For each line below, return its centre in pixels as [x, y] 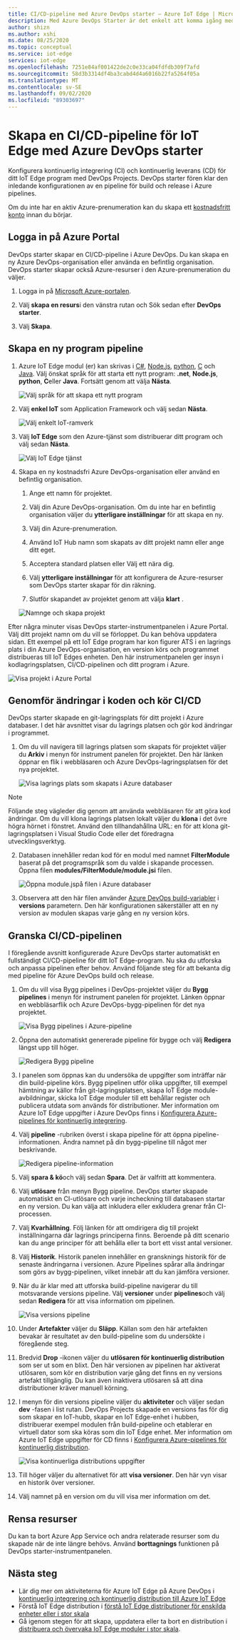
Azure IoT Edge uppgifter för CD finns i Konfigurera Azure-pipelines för [122, 1440]
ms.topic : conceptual [40, 47]
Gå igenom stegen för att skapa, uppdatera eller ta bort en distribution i [122, 1621]
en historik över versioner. [57, 1483]
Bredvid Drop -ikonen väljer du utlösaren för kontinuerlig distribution [121, 1358]
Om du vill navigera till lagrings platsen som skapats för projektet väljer [122, 747]
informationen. [40, 1142]
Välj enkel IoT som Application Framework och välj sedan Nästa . [113, 408]
